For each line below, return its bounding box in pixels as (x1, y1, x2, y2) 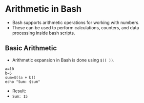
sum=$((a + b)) (5, 75, 36, 80)
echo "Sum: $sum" (5, 79, 41, 84)
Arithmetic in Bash (5, 3, 82, 15)
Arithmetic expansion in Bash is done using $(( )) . (12, 57, 115, 63)
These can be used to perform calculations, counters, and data (12, 24, 139, 30)
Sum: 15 (12, 94, 28, 99)
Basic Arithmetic (5, 44, 57, 52)
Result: (12, 88, 26, 94)
